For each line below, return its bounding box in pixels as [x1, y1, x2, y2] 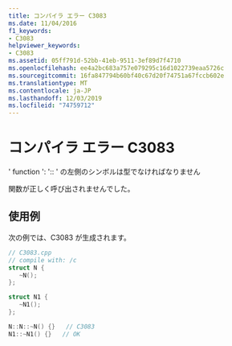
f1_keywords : [8, 27, 52, 35]
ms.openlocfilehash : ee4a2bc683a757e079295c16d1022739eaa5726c [8, 64, 225, 72]
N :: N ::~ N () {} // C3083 [8, 323, 95, 331]
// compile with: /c [8, 256, 78, 264]
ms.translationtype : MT [8, 79, 88, 87]
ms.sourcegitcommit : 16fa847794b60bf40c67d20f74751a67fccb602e [8, 72, 225, 80]
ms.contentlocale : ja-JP [8, 86, 92, 95]
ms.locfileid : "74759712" [8, 101, 95, 109]
